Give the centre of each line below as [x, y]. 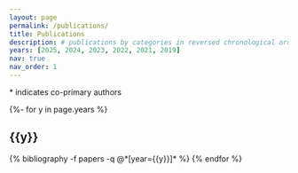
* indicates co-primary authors [66, 92]
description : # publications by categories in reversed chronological [142, 42]
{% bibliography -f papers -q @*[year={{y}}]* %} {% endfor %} [126, 158]
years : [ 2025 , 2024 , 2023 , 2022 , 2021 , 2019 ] [95, 51]
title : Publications [47, 34]
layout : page [33, 17]
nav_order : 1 [33, 67]
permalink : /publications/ [59, 26]
